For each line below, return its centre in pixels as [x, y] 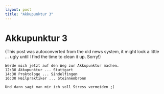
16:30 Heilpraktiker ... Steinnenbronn [46, 78]
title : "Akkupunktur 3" [29, 14]
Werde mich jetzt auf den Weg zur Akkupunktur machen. [62, 66]
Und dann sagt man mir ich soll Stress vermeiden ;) [60, 87]
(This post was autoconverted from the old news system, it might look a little [82, 52]
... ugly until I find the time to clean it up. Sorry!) [53, 57]
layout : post [18, 9]
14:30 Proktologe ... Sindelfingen [41, 74]
